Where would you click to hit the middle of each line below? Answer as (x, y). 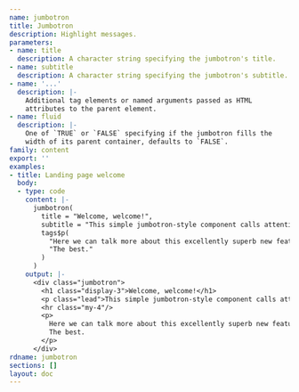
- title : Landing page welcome (67, 175)
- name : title (36, 51)
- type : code (41, 192)
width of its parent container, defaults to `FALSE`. (127, 142)
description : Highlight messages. (73, 34)
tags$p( (55, 233)
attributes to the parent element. (91, 109)
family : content (39, 150)
